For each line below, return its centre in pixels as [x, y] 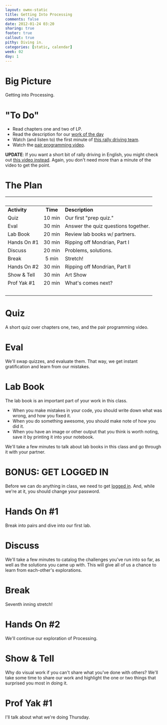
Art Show [76, 275]
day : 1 [12, 56]
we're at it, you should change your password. [53, 491]
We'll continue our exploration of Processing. [51, 638]
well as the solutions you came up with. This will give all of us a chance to [81, 565]
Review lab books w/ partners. [100, 234]
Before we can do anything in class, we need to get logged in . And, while [80, 486]
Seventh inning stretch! [29, 604]
